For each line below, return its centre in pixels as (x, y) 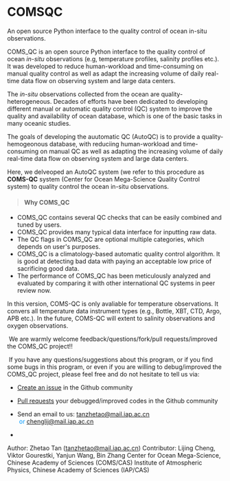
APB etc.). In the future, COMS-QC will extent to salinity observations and (111, 318)
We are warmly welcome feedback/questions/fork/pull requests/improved (113, 339)
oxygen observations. (38, 326)
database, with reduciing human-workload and (115, 144)
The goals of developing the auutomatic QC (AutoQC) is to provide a (104, 136)
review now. (34, 291)
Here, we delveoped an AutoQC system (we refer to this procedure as (106, 172)
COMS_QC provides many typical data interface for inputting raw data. (117, 232)
